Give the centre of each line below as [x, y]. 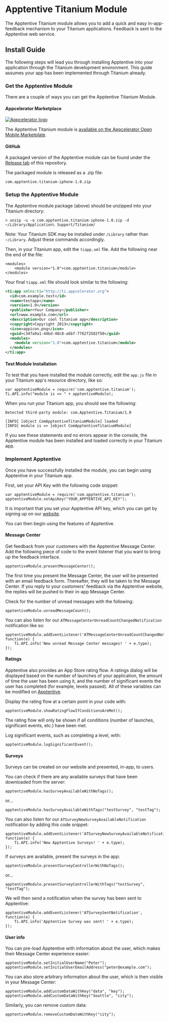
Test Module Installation [31, 364]
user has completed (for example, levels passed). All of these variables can [83, 686]
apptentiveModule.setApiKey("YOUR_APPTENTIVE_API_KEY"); [66, 499]
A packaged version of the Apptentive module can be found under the [78, 158]
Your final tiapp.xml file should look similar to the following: [67, 282]
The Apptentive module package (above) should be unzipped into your [78, 206]
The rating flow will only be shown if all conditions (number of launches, [80, 720]
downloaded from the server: [35, 782]
